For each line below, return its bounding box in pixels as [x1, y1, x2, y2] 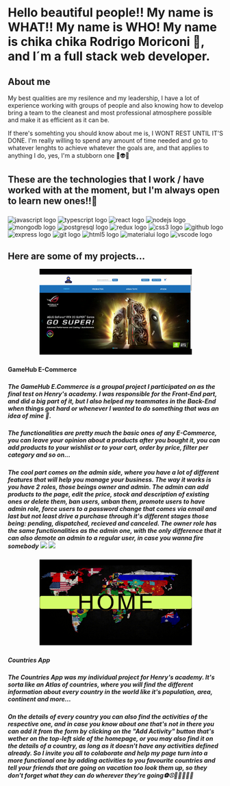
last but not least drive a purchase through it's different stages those [8, 512, 209, 520]
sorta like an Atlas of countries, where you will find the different [8, 680, 194, 689]
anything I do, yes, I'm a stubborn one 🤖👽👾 [8, 152, 130, 159]
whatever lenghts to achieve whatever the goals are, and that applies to [8, 144, 209, 152]
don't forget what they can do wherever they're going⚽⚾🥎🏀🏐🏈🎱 [8, 771, 194, 779]
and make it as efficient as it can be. [8, 116, 110, 124]
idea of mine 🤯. [8, 412, 52, 420]
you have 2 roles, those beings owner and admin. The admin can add [8, 482, 209, 491]
